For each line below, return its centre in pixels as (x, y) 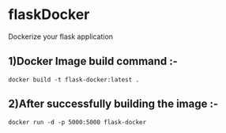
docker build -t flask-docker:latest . (74, 80)
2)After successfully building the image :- (113, 104)
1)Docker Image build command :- (93, 61)
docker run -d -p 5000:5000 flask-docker (77, 122)
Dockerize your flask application (60, 36)
